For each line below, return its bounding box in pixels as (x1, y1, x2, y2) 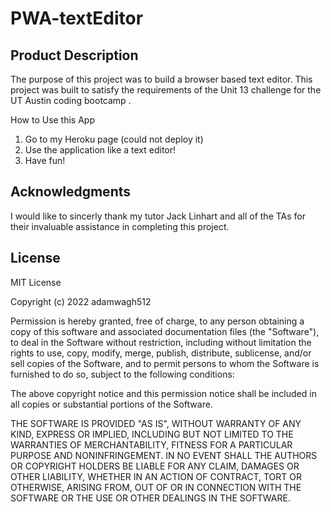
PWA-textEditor (10, 7, 144, 30)
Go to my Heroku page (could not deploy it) (24, 133, 204, 145)
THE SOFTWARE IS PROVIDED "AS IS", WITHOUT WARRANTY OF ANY (10, 417, 302, 429)
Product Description (10, 47, 139, 64)
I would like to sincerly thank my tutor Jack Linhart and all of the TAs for (10, 210, 307, 222)
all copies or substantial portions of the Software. (10, 398, 213, 410)
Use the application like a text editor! (24, 144, 177, 156)
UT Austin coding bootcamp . (10, 95, 132, 106)
